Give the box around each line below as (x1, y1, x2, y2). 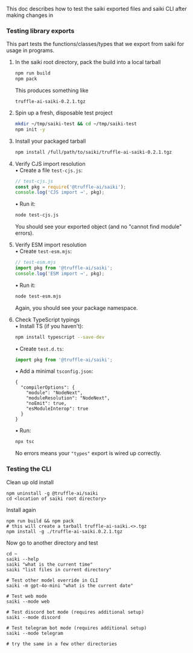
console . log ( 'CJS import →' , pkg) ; (14, 189, 105, 195)
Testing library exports (6, 27, 75, 35)
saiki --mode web (6, 599, 50, 605)
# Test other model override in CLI (6, 577, 98, 583)
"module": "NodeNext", (26, 390, 83, 396)
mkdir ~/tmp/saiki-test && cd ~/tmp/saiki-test (14, 121, 137, 127)
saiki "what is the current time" (6, 561, 93, 568)
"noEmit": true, (26, 401, 67, 407)
